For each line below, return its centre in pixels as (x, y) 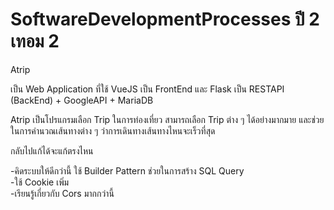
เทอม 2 (35, 41)
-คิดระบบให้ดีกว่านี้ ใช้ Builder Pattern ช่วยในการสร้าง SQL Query (127, 170)
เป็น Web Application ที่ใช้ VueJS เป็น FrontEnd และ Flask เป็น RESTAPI (147, 89)
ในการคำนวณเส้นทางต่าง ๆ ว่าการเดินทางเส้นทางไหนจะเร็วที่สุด (113, 130)
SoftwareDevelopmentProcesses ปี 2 (165, 19)
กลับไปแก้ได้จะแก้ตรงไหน (52, 150)
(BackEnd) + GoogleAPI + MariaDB (82, 100)
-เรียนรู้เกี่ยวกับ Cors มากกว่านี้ (62, 193)
